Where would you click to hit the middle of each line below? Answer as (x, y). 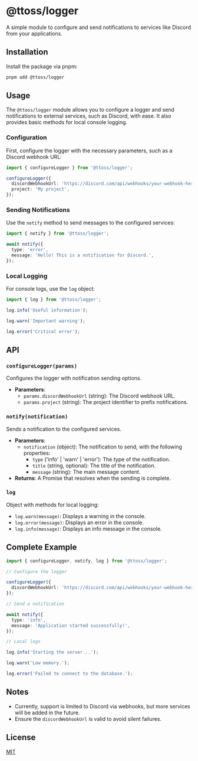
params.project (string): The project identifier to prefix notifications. (106, 402)
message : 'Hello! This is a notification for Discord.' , (83, 255)
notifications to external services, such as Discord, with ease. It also (89, 116)
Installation (27, 52)
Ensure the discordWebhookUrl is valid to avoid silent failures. (88, 718)
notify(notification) (37, 417)
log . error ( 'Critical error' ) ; (43, 331)
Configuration (27, 138)
